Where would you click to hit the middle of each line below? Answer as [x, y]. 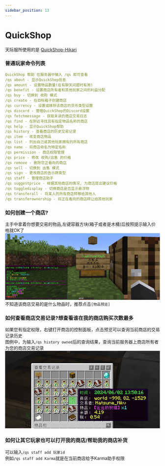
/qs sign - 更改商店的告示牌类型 [36, 173]
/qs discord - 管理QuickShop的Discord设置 [47, 111]
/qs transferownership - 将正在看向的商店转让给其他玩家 [59, 199]
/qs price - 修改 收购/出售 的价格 [38, 157]
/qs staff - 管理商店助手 [29, 178]
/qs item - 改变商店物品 [28, 137]
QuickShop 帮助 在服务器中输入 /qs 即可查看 [47, 74]
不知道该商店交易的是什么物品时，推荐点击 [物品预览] [58, 304]
